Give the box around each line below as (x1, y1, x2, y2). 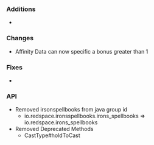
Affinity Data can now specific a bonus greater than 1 (15, 48, 149, 55)
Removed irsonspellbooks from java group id (15, 106, 128, 113)
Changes (6, 34, 34, 43)
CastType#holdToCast (24, 132, 80, 139)
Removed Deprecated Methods (15, 126, 94, 133)
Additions (6, 5, 36, 13)
